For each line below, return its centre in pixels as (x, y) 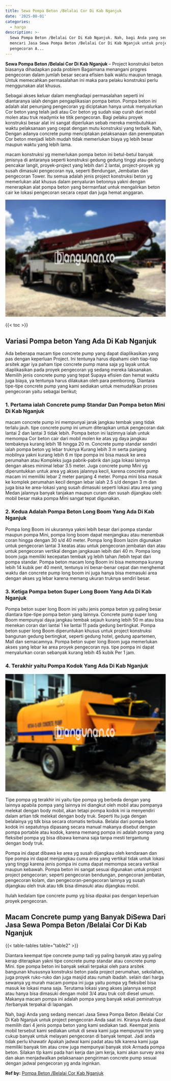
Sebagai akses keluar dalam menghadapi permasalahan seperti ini (75, 95)
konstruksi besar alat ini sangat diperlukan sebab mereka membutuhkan (81, 122)
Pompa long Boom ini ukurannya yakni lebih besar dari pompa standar (79, 529)
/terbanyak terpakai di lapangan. (39, 1004)
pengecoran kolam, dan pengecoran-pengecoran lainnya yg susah (75, 880)
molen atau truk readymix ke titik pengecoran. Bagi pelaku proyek (74, 117)
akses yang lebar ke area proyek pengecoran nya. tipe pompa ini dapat (80, 647)
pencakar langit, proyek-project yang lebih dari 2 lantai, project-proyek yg (83, 165)
